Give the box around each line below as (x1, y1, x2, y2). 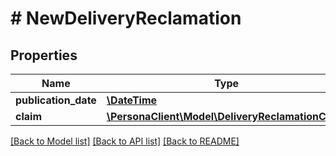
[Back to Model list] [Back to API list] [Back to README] (10, 135, 240, 147)
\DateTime (106, 93, 158, 107)
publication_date (15, 93, 97, 107)
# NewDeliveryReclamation (10, 7, 242, 30)
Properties (10, 47, 78, 64)
